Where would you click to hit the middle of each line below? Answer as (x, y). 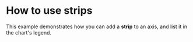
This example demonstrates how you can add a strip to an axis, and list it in (97, 26)
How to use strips (49, 11)
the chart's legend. (29, 32)
